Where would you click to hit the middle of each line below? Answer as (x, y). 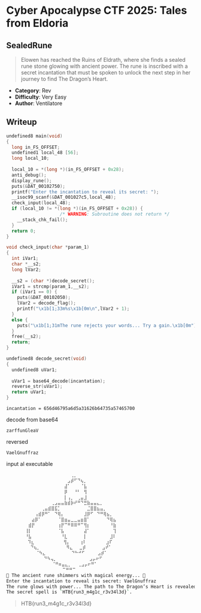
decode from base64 (32, 420)
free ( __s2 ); (27, 337)
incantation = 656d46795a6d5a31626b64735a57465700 (71, 409)
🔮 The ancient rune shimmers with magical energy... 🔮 (76, 575)
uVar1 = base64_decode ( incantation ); (59, 381)
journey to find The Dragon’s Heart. (64, 79)
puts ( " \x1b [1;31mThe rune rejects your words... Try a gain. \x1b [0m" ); (108, 325)
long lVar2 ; (27, 270)
